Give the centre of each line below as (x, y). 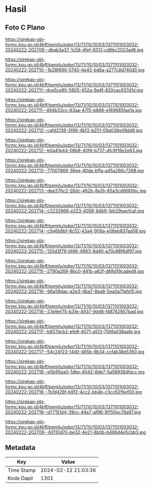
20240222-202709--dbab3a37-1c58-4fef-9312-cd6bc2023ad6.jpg (74, 50)
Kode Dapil (20, 478)
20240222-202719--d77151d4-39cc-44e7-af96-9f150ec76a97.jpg (73, 412)
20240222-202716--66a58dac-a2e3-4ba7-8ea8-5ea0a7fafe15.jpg (74, 291)
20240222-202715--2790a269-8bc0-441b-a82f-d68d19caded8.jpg (75, 271)
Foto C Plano (25, 27)
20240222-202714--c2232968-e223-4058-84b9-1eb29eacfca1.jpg (75, 211)
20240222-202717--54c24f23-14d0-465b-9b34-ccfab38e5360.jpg (75, 352)
